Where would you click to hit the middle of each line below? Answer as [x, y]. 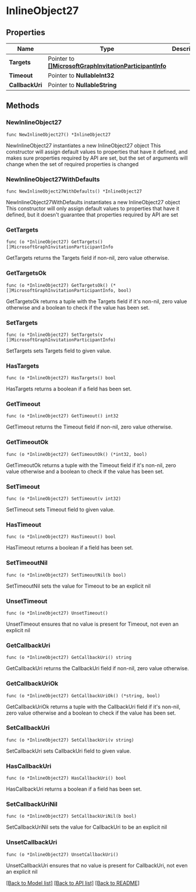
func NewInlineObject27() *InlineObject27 [58, 135]
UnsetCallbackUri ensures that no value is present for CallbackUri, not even [97, 865]
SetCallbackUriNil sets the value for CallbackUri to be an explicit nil [87, 827]
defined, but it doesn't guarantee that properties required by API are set [92, 214]
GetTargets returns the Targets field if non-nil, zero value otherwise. [87, 258]
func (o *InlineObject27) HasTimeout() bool [61, 537]
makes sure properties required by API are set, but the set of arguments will [97, 158]
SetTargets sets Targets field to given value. [59, 351]
